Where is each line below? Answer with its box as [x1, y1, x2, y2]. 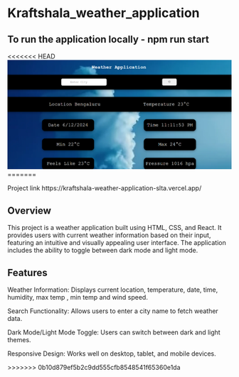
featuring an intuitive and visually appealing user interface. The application [7, 239, 226, 247]
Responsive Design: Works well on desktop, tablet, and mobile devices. [7, 349, 217, 358]
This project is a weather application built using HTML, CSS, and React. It [7, 224, 222, 232]
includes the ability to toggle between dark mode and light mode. [7, 246, 198, 255]
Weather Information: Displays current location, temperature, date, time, [7, 285, 218, 294]
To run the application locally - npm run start [7, 33, 210, 45]
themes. [7, 335, 31, 344]
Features [7, 266, 48, 278]
